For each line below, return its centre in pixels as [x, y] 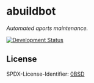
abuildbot [31, 11]
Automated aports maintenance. [47, 28]
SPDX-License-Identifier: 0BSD [45, 74]
